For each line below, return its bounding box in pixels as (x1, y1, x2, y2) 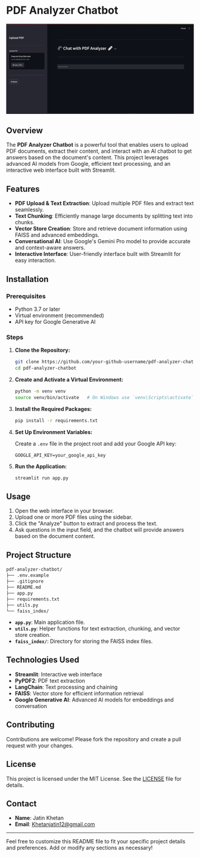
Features (6, 184, 40, 194)
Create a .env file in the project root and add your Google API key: (14, 440, 177, 447)
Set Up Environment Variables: (14, 428, 93, 435)
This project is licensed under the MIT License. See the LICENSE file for (6, 775, 182, 782)
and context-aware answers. (14, 244, 85, 251)
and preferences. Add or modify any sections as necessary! (6, 844, 153, 852)
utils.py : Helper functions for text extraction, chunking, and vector (14, 625, 180, 632)
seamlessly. (14, 206, 44, 214)
